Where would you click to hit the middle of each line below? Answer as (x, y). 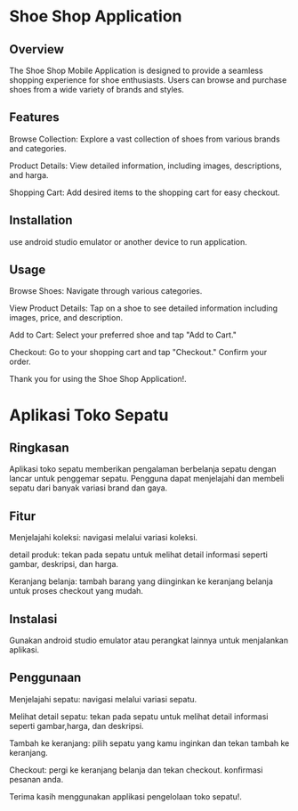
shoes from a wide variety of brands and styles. (97, 89)
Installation (41, 220)
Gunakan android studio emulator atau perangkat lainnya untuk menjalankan (149, 641)
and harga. (29, 174)
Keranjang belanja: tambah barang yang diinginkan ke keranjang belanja (141, 581)
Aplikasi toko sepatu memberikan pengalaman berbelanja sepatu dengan (143, 469)
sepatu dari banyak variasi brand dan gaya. (89, 488)
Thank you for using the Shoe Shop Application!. (98, 379)
